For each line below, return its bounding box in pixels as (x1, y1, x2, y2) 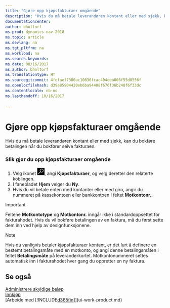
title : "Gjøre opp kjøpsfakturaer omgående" (5, 8, 101, 13)
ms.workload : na (5, 51, 39, 56)
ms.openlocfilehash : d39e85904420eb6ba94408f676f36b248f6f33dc (5, 83, 142, 88)
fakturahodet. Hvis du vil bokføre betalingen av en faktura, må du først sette (5, 216, 163, 223)
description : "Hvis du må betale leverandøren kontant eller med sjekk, (5, 13, 162, 19)
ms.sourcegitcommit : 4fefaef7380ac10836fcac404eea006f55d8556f (5, 77, 142, 83)
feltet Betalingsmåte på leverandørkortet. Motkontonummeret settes (5, 252, 148, 258)
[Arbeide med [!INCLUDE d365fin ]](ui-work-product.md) (5, 296, 122, 303)
